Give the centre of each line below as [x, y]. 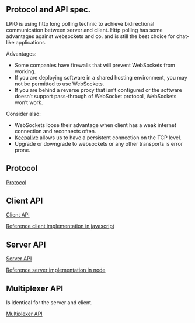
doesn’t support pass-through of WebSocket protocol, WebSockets [95, 96]
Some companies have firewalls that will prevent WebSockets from [95, 65]
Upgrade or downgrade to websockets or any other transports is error [99, 143]
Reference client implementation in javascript [60, 226]
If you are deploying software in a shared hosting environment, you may [101, 77]
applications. [31, 42]
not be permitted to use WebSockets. [59, 84]
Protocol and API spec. [48, 10]
